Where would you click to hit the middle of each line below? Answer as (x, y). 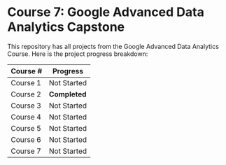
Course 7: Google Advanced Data (106, 12)
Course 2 (26, 94)
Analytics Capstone (66, 27)
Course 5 (26, 128)
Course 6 (26, 139)
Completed (68, 94)
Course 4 (26, 117)
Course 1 (26, 82)
